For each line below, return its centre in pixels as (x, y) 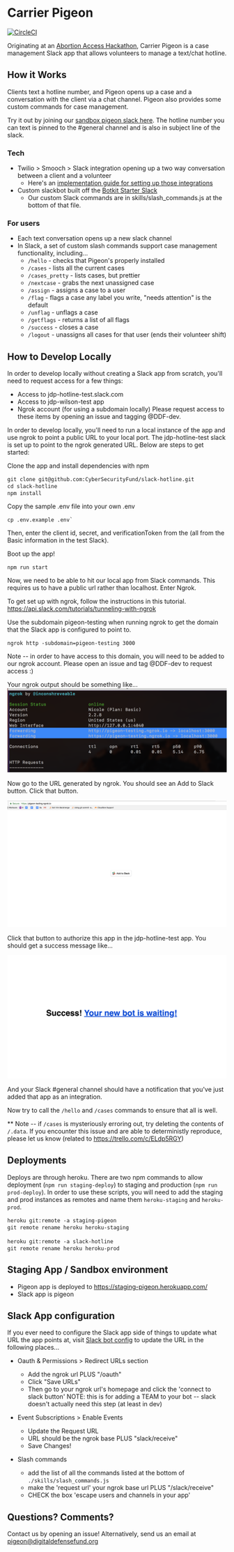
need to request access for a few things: (65, 381)
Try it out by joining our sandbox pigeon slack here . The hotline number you (116, 120)
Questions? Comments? (61, 1517)
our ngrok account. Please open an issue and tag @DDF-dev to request (110, 664)
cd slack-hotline (32, 487)
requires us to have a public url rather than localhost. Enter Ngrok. (102, 588)
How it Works (37, 75)
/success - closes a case (63, 327)
